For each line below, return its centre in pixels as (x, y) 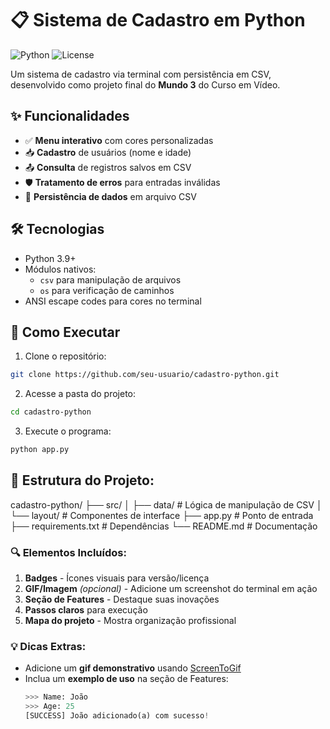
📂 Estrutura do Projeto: (82, 480)
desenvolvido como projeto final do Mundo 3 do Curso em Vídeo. (145, 84)
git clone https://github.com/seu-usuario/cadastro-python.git (145, 375)
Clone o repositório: (65, 356)
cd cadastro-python (51, 412)
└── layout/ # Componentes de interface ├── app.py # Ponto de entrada (162, 515)
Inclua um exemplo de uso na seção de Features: (126, 679)
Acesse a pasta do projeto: (80, 394)
